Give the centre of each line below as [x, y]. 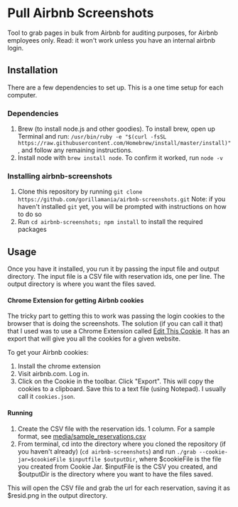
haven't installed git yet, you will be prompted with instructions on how [122, 207]
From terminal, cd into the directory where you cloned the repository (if [121, 444]
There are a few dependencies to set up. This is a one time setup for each [115, 87]
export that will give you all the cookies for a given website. [94, 338]
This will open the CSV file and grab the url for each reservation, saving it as [119, 488]
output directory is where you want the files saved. [82, 284]
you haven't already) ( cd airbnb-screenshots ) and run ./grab [107, 451]
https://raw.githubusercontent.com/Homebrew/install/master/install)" [124, 144]
